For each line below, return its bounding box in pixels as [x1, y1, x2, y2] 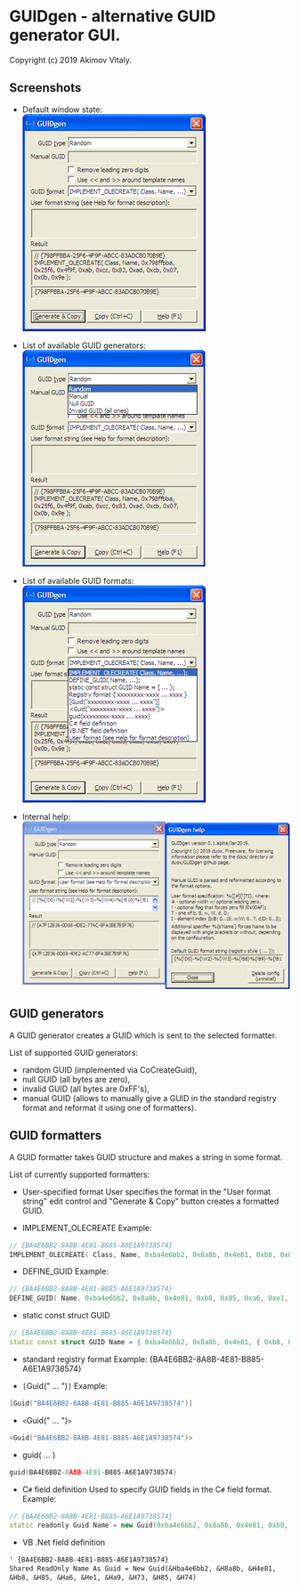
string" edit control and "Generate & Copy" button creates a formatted [21, 1196, 279, 1206]
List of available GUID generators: [21, 340, 147, 351]
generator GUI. [9, 25, 121, 45]
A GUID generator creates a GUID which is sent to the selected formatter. [9, 1030, 278, 1041]
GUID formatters [9, 1128, 102, 1143]
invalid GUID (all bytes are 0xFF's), [21, 1083, 149, 1094]
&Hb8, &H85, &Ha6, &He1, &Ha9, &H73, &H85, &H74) [9, 1573, 198, 1582]
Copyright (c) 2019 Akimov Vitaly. [9, 54, 132, 65]
